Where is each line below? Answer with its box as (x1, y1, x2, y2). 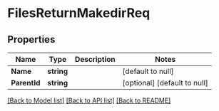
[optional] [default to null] (122, 78, 209, 88)
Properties (7, 33, 56, 46)
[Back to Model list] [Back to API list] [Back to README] (7, 96, 171, 105)
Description (74, 55, 116, 64)
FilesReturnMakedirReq (7, 5, 151, 21)
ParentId (11, 78, 41, 88)
